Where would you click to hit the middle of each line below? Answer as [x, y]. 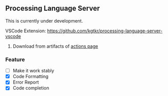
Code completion [31, 88]
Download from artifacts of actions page [55, 46]
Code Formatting [30, 76]
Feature [15, 60]
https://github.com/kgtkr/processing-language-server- [105, 31]
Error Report [26, 82]
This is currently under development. [44, 21]
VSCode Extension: [26, 31]
